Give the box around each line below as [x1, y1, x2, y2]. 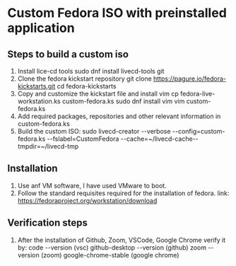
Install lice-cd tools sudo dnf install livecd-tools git [17, 67, 165, 75]
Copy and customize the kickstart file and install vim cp [17, 90, 179, 98]
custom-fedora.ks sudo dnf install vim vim [62, 97, 185, 105]
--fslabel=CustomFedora [47, 134, 119, 143]
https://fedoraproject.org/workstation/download [17, 196, 158, 204]
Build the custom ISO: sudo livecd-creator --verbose [17, 127, 171, 135]
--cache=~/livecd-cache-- [120, 134, 199, 143]
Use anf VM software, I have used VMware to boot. [17, 181, 167, 190]
